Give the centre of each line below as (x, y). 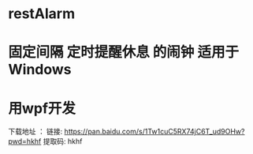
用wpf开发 (42, 108)
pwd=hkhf (25, 141)
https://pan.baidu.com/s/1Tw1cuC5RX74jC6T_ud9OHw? (154, 132)
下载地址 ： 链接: (35, 132)
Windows (40, 70)
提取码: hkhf (63, 141)
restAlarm (42, 14)
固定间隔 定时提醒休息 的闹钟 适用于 (123, 53)
